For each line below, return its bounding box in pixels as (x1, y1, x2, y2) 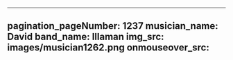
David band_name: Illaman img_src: (7, 31, 164, 43)
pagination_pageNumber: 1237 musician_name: (7, 20, 218, 32)
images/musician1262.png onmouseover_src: (7, 42, 209, 54)
